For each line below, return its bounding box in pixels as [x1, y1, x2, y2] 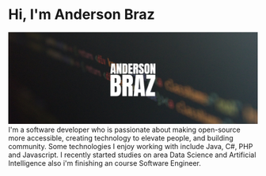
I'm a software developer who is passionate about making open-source [8, 125, 241, 135]
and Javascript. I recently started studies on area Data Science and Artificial [8, 150, 256, 159]
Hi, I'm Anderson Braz [8, 6, 155, 24]
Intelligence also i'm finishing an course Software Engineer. [8, 159, 202, 168]
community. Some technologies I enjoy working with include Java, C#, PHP [8, 142, 253, 152]
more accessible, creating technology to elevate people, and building [8, 133, 234, 143]
